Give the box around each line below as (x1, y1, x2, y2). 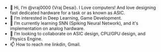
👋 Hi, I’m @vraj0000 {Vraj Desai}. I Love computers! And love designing (9, 5, 156, 10)
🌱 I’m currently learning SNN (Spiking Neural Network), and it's (9, 20, 139, 26)
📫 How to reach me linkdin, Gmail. (9, 42, 81, 47)
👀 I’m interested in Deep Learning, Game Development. (9, 15, 122, 21)
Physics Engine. (9, 36, 43, 42)
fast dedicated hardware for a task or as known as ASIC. (9, 10, 125, 16)
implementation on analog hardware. (9, 26, 85, 31)
